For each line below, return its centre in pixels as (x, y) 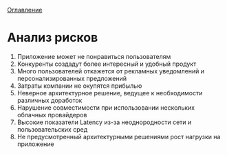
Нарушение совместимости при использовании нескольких (106, 107)
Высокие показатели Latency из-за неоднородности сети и (104, 122)
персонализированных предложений (72, 78)
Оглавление (25, 10)
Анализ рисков (53, 38)
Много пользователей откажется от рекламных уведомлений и (111, 71)
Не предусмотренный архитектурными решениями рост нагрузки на (119, 136)
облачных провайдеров (52, 115)
